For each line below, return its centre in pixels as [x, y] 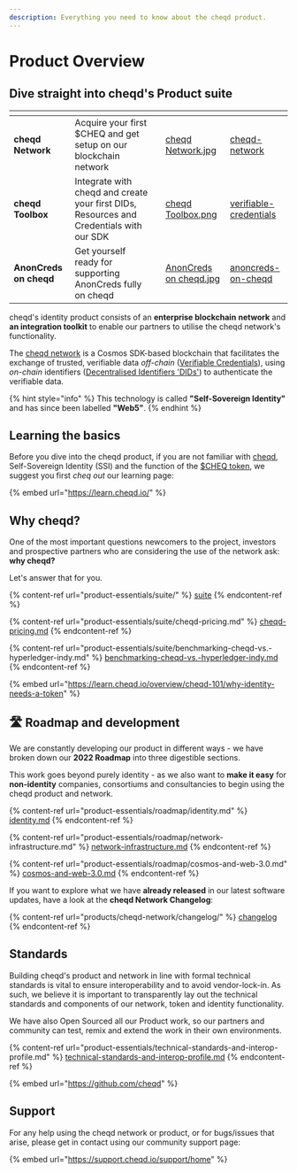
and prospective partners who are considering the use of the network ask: [145, 552]
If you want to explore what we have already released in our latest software [147, 891]
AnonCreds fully [108, 284]
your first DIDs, [106, 203]
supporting [98, 273]
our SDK [92, 236]
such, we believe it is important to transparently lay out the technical [133, 994]
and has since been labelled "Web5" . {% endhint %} [105, 407]
